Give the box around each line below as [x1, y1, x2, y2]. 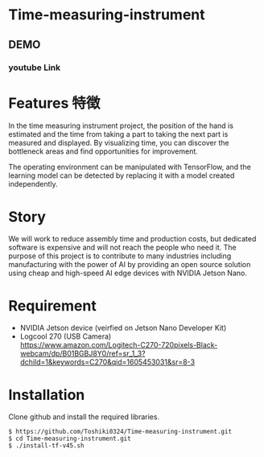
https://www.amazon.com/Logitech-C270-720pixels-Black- [19, 340, 218, 350]
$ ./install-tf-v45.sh [8, 442, 85, 450]
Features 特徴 [8, 94, 101, 112]
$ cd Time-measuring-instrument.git [8, 434, 131, 443]
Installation [8, 385, 85, 404]
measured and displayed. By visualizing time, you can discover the [8, 138, 229, 148]
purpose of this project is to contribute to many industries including [8, 251, 232, 261]
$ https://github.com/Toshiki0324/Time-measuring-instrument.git [8, 428, 232, 436]
